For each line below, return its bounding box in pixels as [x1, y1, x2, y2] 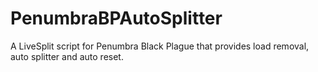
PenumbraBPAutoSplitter [10, 7, 223, 30]
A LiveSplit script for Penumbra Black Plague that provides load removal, [10, 40, 310, 52]
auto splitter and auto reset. [10, 50, 124, 62]
